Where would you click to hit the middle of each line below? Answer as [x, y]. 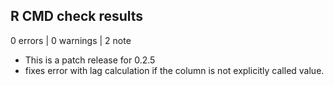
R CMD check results [77, 16]
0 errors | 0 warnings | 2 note [71, 40]
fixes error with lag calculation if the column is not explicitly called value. [174, 70]
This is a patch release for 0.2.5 [90, 60]
